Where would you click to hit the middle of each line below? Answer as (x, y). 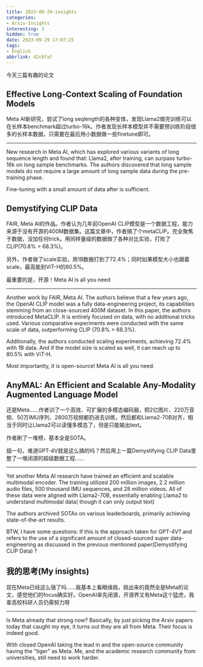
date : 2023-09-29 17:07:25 (40, 40)
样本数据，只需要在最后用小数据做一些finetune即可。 (88, 134)
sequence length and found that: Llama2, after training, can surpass (91, 159)
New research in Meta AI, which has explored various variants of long (93, 152)
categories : (21, 18)
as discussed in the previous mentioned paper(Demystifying (112, 545)
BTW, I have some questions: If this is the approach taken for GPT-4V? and (99, 532)
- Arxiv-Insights (28, 23)
